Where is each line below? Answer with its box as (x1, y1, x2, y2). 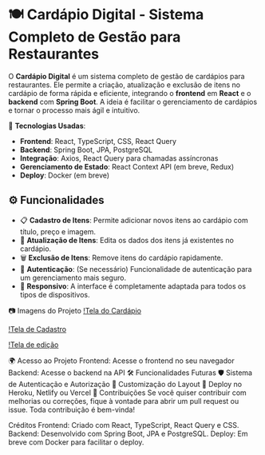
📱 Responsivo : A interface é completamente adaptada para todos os (19, 281, 246, 291)
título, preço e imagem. (19, 226, 97, 236)
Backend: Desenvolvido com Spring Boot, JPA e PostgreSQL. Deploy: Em (8, 429, 249, 438)
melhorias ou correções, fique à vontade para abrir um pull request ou (8, 396, 239, 405)
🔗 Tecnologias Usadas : (8, 121, 86, 130)
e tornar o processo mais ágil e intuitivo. (8, 105, 140, 115)
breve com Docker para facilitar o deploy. (8, 437, 144, 447)
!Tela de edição (8, 340, 59, 349)
